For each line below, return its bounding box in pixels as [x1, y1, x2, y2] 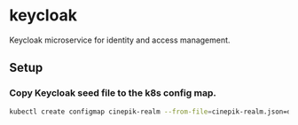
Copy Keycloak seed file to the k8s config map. [9, 87, 217, 99]
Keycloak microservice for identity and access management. [9, 35, 231, 45]
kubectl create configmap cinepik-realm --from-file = [9, 107, 213, 116]
